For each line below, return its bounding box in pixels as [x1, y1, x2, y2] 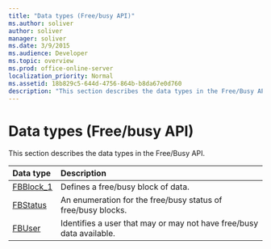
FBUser [12, 223, 41, 234]
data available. [60, 228, 115, 239]
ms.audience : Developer [8, 49, 89, 57]
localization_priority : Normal [8, 72, 114, 80]
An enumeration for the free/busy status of [60, 195, 223, 206]
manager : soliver [8, 34, 67, 43]
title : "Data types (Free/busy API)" [8, 11, 135, 20]
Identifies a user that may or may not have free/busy [60, 217, 259, 229]
